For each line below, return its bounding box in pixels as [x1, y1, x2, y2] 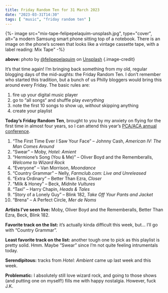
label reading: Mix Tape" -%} [5, 46, 65, 53]
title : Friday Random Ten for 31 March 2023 [5, 7, 100, 13]
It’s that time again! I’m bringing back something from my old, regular [5, 66, 147, 72]
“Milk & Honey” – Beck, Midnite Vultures [12, 181, 95, 187]
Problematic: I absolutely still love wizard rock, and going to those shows [5, 272, 157, 278]
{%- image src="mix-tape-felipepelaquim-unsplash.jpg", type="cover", [5, 31, 152, 37]
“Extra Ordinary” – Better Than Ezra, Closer [12, 176, 102, 182]
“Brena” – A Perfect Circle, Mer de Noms [12, 197, 97, 203]
